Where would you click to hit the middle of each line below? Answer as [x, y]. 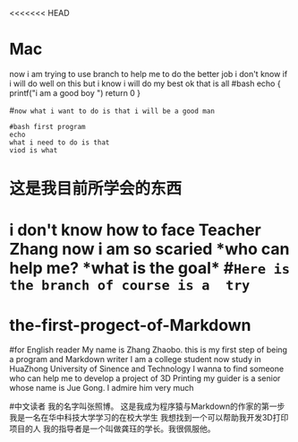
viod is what [34, 150]
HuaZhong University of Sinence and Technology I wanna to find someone [147, 369]
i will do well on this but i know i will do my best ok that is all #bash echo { [145, 83]
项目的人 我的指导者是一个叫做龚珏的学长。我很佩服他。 [112, 429]
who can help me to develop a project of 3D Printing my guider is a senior [145, 378]
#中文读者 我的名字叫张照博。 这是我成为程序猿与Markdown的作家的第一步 [147, 406]
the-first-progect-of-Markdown [131, 325]
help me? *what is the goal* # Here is [150, 269]
